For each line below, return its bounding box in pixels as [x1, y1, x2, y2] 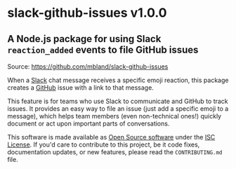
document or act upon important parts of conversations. [7, 119, 170, 128]
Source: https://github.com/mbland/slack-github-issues [7, 62, 169, 71]
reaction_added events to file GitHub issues [7, 43, 199, 55]
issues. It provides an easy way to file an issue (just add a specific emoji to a [7, 104, 229, 113]
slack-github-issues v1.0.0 [7, 5, 167, 21]
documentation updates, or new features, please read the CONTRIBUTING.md [7, 148, 223, 156]
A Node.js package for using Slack [7, 33, 162, 45]
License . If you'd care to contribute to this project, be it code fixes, [7, 140, 200, 149]
